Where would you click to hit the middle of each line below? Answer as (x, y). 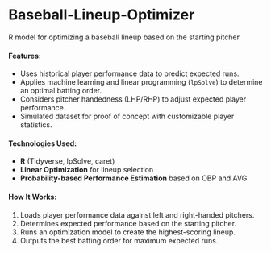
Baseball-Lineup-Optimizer (102, 15)
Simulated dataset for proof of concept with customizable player (127, 116)
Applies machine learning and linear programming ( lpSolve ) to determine (142, 82)
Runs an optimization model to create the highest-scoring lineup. (128, 232)
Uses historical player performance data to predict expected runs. (129, 73)
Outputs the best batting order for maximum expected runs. (119, 240)
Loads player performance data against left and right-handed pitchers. (137, 214)
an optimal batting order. (61, 91)
